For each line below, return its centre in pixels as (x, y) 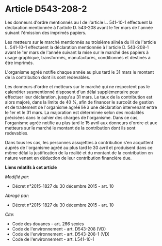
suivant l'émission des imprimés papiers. (46, 33)
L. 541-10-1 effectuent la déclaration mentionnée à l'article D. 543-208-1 (77, 47)
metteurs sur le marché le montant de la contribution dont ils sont (70, 128)
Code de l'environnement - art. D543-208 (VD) (59, 229)
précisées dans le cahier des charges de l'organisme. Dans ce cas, (72, 117)
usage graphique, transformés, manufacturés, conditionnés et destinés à (78, 57)
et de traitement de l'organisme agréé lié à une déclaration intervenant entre (81, 107)
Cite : (10, 214)
